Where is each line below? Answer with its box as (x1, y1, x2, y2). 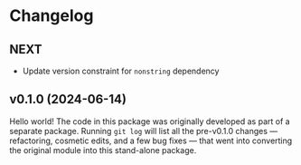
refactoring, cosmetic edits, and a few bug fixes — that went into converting (9, 135, 293, 146)
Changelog (9, 5, 94, 26)
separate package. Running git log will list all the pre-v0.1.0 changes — (9, 125, 278, 136)
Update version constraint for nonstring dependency (22, 65, 220, 76)
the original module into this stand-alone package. (9, 144, 197, 155)
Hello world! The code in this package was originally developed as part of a (9, 115, 291, 127)
